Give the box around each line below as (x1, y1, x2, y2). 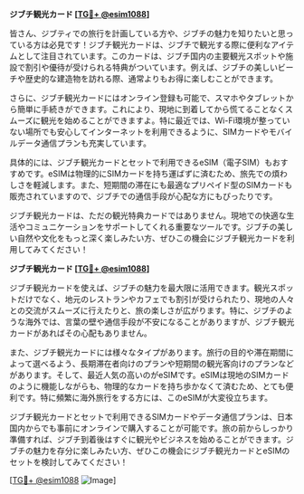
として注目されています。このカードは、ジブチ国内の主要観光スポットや (16, 51, 286, 62)
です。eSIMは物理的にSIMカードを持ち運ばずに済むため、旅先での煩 (24, 168, 280, 179)
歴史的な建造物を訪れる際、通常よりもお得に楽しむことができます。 (24, 73, 279, 84)
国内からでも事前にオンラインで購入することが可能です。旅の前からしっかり (9, 423, 294, 433)
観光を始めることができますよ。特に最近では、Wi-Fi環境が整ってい (40, 115, 290, 126)
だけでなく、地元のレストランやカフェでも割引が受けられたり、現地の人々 (16, 294, 295, 304)
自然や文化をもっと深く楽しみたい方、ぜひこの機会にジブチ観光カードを (16, 233, 287, 243)
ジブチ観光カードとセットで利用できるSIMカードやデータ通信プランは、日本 (9, 412, 294, 422)
